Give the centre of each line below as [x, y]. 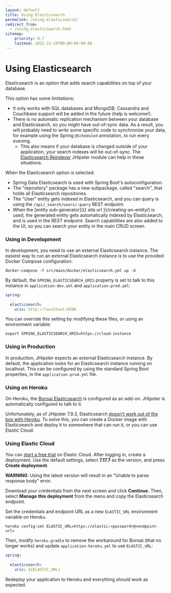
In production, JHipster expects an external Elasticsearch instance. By [79, 358]
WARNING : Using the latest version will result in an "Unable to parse [77, 475]
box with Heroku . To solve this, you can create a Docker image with [76, 419]
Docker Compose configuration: [39, 261]
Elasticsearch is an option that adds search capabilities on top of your [79, 83]
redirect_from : [21, 24]
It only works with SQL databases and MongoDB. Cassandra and [81, 108]
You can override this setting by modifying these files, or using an [75, 319]
